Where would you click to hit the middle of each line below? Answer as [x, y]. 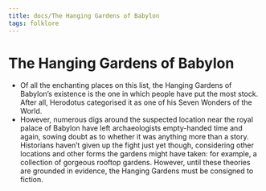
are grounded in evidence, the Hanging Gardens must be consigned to [137, 171]
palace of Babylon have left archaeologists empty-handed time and [131, 128]
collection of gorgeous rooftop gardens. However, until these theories [135, 163]
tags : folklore [34, 23]
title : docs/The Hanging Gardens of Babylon [84, 16]
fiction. [32, 180]
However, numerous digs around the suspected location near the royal [136, 120]
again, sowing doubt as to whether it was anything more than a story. [134, 137]
